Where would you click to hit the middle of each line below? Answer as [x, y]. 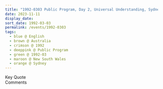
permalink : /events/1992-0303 [36, 28]
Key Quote [16, 77]
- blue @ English [27, 37]
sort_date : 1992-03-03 [28, 23]
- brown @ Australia [30, 41]
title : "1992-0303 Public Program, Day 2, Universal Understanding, [76, 9]
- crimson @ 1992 [27, 45]
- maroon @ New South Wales [38, 59]
